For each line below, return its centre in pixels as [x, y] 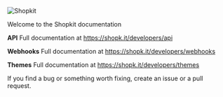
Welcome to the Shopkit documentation [65, 24]
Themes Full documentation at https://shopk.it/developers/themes [103, 65]
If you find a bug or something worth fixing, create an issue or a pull [105, 78]
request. [19, 86]
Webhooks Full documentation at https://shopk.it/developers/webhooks [111, 51]
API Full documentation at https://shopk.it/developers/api [90, 38]
